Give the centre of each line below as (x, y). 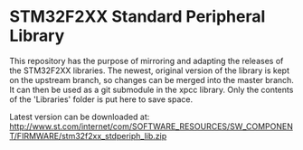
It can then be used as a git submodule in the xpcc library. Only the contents (151, 89)
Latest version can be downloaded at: (80, 117)
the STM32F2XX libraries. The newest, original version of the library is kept (149, 70)
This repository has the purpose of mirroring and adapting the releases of (147, 61)
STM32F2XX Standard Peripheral (137, 17)
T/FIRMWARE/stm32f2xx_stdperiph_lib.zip (88, 136)
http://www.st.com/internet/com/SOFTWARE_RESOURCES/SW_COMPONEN (151, 126)
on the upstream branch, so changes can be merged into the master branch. (151, 80)
